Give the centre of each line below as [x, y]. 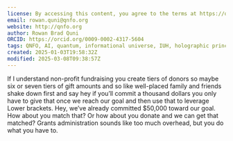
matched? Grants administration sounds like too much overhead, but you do [115, 123]
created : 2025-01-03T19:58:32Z [52, 53]
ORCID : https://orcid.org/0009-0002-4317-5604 [76, 40]
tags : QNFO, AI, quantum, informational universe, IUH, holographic [108, 46]
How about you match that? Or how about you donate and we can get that [113, 115]
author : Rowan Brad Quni [43, 33]
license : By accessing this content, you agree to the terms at [102, 14]
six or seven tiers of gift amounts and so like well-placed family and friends [114, 86]
